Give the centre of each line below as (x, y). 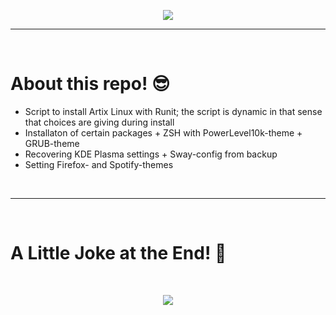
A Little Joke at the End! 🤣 (118, 253)
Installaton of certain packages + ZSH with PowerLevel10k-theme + (163, 132)
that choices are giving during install (99, 122)
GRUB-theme (52, 143)
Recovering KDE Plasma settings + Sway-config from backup (151, 154)
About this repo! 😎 (90, 84)
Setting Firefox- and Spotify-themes (99, 164)
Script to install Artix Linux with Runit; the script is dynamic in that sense (173, 111)
